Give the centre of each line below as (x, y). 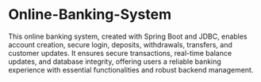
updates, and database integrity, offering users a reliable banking (115, 61)
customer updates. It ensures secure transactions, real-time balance (120, 53)
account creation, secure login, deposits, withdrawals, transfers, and (120, 44)
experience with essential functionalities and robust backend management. (131, 69)
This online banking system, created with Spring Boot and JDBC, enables (128, 36)
